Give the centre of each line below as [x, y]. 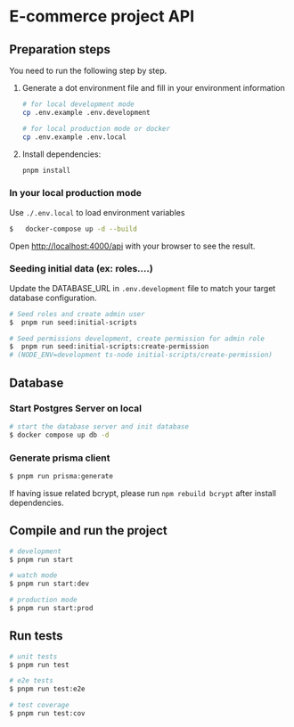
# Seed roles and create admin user [77, 314]
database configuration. [53, 298]
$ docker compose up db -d [59, 435]
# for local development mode [78, 104]
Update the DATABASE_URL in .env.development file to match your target [143, 288]
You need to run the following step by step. [88, 70]
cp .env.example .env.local [74, 137]
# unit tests [33, 657]
